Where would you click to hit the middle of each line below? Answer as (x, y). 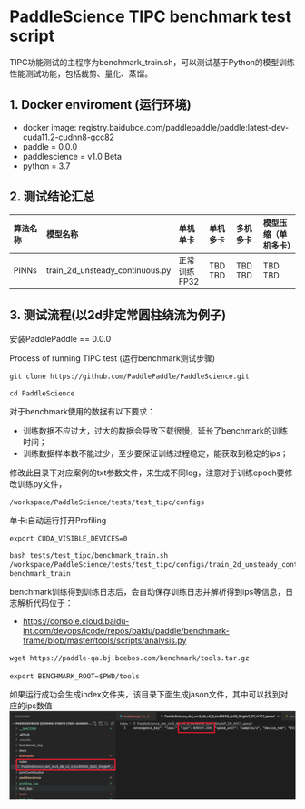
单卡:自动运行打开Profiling (58, 520)
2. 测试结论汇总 (52, 197)
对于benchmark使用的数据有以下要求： (83, 411)
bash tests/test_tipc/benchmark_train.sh (89, 555)
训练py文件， (42, 483)
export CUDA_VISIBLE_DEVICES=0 (69, 538)
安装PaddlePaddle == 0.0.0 (60, 338)
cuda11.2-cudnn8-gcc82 (69, 137)
